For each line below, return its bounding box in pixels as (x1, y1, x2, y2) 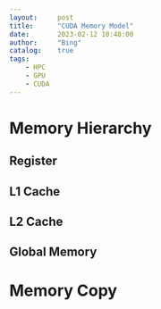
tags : (9, 54, 30, 63)
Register (9, 154, 58, 169)
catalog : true (9, 46, 74, 55)
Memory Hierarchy (9, 118, 152, 138)
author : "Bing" (9, 38, 82, 47)
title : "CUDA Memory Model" (9, 21, 134, 30)
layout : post (9, 13, 74, 22)
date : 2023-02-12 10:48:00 (9, 29, 134, 38)
